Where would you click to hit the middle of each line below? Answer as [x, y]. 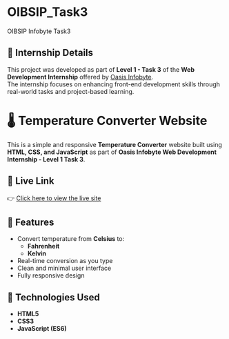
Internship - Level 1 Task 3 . [46, 159]
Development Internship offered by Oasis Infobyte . [80, 77]
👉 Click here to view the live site [54, 198]
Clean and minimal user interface [64, 268]
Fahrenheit [43, 246]
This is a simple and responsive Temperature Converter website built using [115, 144]
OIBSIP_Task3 [48, 12]
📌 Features [31, 222]
